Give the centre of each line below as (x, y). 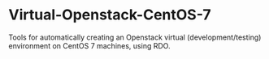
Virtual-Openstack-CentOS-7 (110, 15)
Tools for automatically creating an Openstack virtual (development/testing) (135, 37)
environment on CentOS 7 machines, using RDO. (89, 45)
